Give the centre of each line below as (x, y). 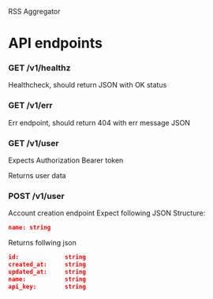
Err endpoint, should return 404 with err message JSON (99, 122)
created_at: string (47, 265)
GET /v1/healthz (39, 68)
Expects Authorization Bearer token (66, 160)
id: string (47, 257)
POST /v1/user (36, 196)
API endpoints (55, 43)
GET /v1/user (34, 143)
